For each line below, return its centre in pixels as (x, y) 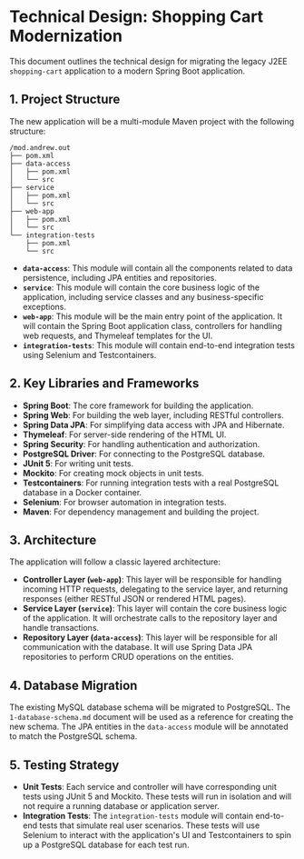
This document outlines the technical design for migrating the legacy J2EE (148, 61)
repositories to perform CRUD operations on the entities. (128, 657)
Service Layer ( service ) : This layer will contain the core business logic (155, 609)
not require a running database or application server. (121, 806)
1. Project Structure (65, 100)
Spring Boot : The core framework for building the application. (138, 405)
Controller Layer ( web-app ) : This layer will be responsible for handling (152, 580)
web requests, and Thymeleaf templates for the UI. (118, 335)
